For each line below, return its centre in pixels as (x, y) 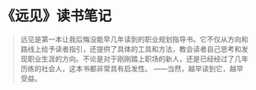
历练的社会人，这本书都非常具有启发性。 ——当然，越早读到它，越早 (132, 68)
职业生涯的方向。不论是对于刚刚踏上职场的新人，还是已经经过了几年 (138, 59)
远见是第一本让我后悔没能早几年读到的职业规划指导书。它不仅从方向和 (134, 39)
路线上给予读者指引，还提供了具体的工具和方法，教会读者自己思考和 (131, 49)
